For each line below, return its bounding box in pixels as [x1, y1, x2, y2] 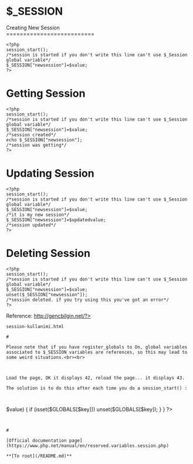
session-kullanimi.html [6, 323, 65, 330]
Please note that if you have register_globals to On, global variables [6, 344, 188, 350]
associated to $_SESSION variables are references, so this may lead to [6, 349, 188, 355]
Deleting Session [6, 247, 91, 260]
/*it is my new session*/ [6, 212, 69, 218]
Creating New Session [6, 24, 60, 31]
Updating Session [6, 167, 95, 180]
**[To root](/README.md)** [6, 453, 72, 459]
